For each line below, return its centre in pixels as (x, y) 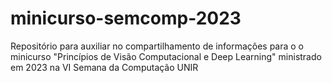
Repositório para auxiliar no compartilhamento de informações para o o (157, 46)
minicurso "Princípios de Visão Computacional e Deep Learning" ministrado (166, 56)
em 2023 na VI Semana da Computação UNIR (104, 67)
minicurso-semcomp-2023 (126, 18)
